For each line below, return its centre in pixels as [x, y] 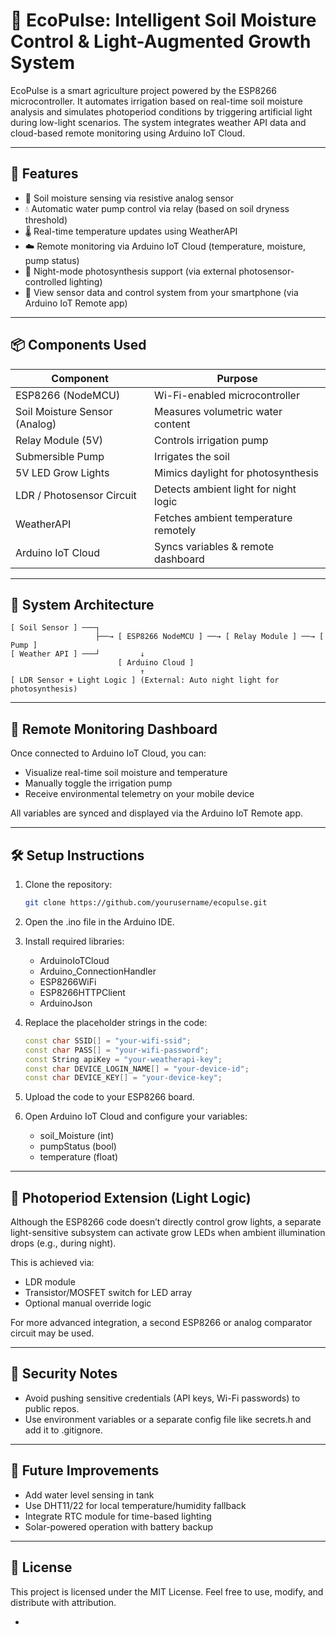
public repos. [52, 1408]
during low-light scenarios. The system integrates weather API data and [158, 122]
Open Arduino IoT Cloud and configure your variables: [136, 1116]
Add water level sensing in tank [89, 1495]
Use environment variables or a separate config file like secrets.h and [168, 1419]
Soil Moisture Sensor [64, 411]
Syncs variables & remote [214, 546]
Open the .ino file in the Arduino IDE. [99, 921]
